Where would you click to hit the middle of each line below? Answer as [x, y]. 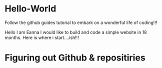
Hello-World [30, 9]
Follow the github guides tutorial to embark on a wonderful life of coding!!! [81, 22]
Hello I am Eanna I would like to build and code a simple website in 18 [76, 32]
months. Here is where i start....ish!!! [42, 37]
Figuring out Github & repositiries [75, 58]
